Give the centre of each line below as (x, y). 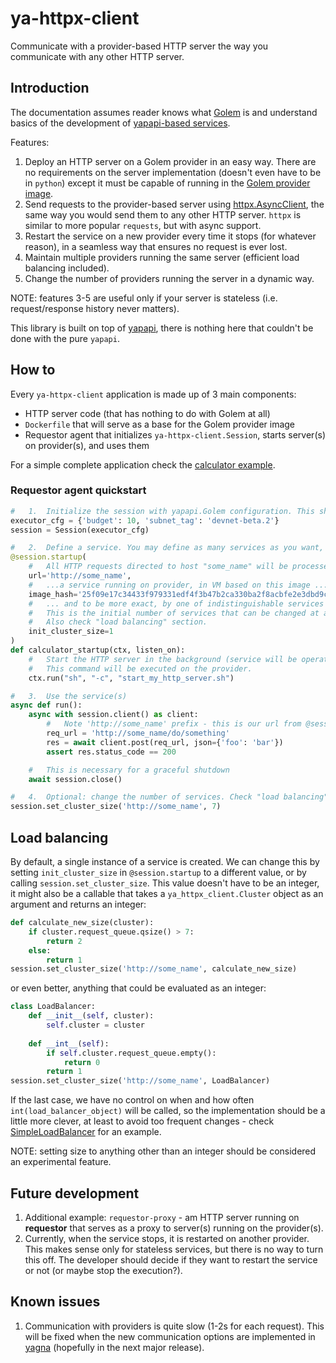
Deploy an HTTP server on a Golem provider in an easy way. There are (170, 161)
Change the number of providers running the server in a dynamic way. (169, 278)
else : (40, 950)
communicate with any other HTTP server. (97, 56)
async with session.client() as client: (113, 715)
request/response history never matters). (95, 308)
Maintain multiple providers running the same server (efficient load (162, 257)
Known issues (55, 1302)
